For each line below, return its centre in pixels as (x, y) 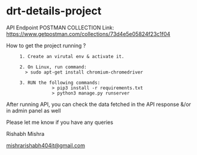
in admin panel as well (34, 110)
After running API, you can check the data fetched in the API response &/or (99, 104)
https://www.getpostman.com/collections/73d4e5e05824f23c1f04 (88, 34)
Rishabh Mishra (25, 133)
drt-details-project (54, 11)
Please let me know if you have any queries (60, 122)
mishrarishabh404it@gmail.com (46, 145)
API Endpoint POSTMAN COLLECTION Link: (60, 28)
